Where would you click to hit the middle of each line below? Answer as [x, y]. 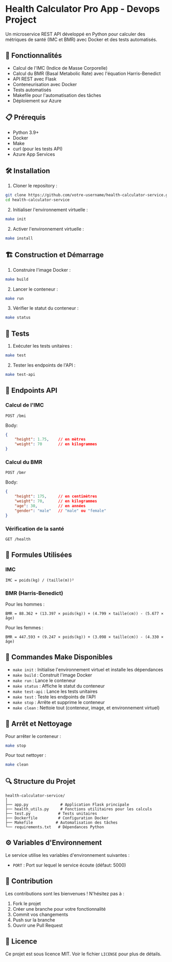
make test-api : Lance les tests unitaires [55, 691]
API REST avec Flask [35, 79]
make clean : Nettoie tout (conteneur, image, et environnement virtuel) [86, 708]
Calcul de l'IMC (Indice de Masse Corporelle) [60, 68]
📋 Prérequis [26, 118]
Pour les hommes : [25, 604]
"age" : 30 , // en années [50, 506]
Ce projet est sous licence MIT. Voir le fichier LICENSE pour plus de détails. [83, 954]
